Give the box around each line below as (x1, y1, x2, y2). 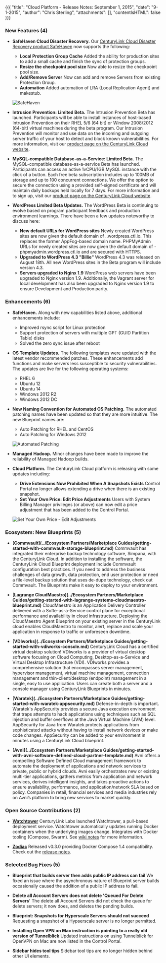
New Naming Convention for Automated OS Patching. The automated (12, 406, 157, 412)
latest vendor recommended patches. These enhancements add (12, 355, 143, 361)
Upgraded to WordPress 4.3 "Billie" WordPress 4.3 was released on (19, 254, 160, 260)
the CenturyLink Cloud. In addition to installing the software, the (12, 556, 142, 562)
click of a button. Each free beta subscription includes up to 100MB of (12, 172, 155, 178)
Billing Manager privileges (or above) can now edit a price (19, 501, 137, 508)
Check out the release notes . (12, 849, 72, 855)
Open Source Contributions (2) (5, 807, 81, 814)
